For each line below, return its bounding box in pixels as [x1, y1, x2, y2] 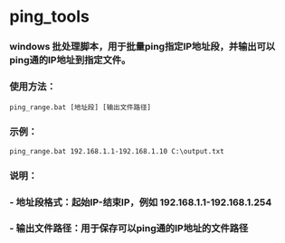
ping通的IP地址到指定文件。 [9, 54, 131, 67]
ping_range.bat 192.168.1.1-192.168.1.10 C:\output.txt [9, 146, 224, 155]
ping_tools [9, 6, 90, 27]
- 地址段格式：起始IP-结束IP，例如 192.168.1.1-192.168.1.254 [9, 196, 272, 209]
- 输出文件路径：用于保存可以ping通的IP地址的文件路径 [9, 222, 249, 235]
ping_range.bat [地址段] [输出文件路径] [9, 103, 152, 112]
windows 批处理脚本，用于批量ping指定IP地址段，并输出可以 [9, 41, 276, 53]
